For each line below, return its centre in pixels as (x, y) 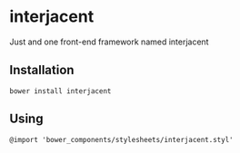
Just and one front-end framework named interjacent (109, 42)
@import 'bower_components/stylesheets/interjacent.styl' (121, 139)
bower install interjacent (60, 91)
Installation (42, 70)
